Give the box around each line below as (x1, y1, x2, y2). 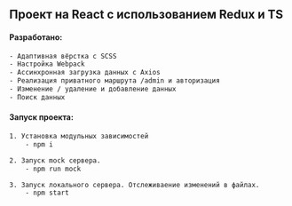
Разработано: (9, 31, 63, 43)
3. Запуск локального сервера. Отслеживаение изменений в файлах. (9, 180, 260, 189)
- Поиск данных (9, 92, 66, 101)
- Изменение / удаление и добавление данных (9, 84, 177, 94)
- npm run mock (25, 164, 82, 173)
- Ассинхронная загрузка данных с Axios (9, 68, 162, 77)
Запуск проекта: (9, 112, 74, 123)
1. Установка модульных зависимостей (9, 132, 149, 141)
